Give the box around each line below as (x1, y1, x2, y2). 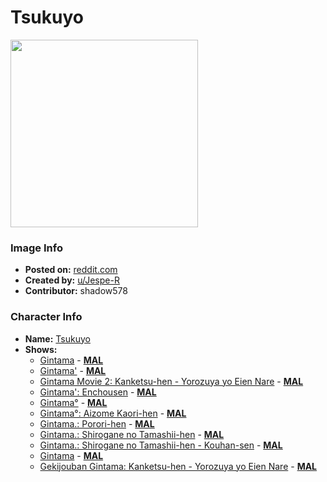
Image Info (10, 241, 63, 255)
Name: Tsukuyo (24, 332, 91, 345)
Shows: (24, 343, 58, 355)
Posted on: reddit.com (24, 264, 118, 276)
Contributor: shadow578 (24, 285, 128, 297)
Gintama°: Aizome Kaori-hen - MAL (39, 407, 187, 419)
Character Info (10, 310, 83, 324)
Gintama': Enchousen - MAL (39, 386, 157, 398)
